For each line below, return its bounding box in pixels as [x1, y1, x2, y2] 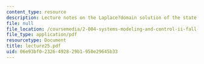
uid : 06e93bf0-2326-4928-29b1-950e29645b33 [6, 49, 118, 55]
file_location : [6, 26, 45, 32]
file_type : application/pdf [6, 32, 78, 38]
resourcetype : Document [6, 37, 67, 43]
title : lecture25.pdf [6, 43, 61, 49]
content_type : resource [6, 9, 67, 15]
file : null [6, 20, 34, 26]
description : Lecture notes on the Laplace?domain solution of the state [6, 15, 197, 21]
